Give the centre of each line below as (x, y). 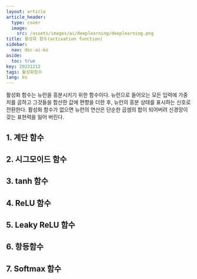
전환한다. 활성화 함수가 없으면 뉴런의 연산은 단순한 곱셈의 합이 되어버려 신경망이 (97, 110)
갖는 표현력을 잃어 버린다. (35, 117)
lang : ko (17, 77)
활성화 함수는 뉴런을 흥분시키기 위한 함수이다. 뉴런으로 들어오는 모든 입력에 (92, 95)
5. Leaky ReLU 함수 (41, 225)
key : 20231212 (24, 66)
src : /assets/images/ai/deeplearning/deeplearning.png (85, 34)
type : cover (26, 22)
